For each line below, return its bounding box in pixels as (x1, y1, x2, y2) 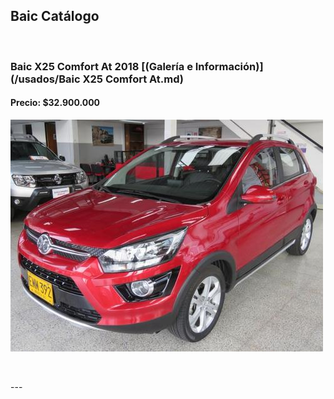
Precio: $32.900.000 (10, 97, 101, 109)
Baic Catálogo (10, 8, 100, 25)
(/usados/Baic (10, 72, 81, 86)
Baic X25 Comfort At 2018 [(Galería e (10, 59, 193, 73)
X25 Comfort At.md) (82, 72, 184, 86)
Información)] (194, 59, 264, 73)
